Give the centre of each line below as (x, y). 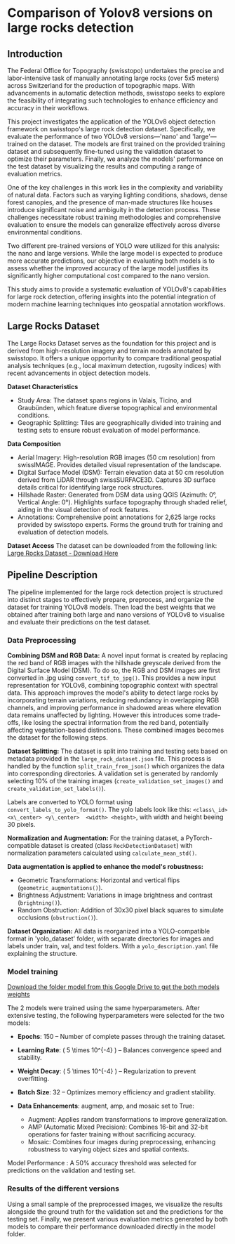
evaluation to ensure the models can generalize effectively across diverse (114, 225)
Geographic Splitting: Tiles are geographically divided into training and (119, 422)
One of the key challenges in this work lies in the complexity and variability (115, 187)
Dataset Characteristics (43, 386)
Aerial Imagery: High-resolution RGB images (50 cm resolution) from (116, 457)
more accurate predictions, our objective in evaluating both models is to (111, 261)
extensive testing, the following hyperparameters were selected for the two (116, 1016)
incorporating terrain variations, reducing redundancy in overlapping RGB (113, 700)
